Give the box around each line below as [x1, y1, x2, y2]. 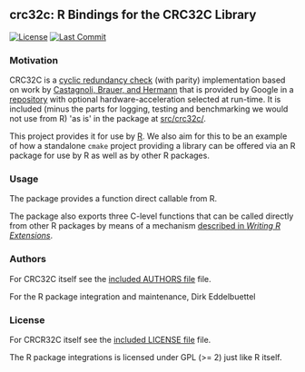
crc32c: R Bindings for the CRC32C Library [9, 7, 257, 23]
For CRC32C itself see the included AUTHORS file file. [9, 273, 212, 284]
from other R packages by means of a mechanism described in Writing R [9, 220, 281, 231]
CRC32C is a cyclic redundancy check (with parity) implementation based [9, 74, 286, 85]
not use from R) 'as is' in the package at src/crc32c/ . [9, 113, 207, 124]
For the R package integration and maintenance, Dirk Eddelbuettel [9, 290, 256, 302]
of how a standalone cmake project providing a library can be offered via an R [9, 141, 296, 152]
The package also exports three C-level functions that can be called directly [9, 210, 294, 221]
